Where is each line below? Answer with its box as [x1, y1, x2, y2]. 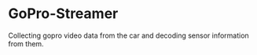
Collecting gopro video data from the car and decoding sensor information [8, 31, 249, 40]
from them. [8, 38, 45, 48]
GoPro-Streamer [8, 5, 119, 23]
